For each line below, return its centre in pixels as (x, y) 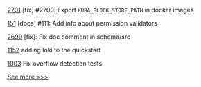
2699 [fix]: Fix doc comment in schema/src (69, 37)
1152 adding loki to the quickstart (54, 50)
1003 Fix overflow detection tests (55, 64)
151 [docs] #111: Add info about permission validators (82, 23)
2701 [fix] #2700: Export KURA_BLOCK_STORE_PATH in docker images (101, 10)
